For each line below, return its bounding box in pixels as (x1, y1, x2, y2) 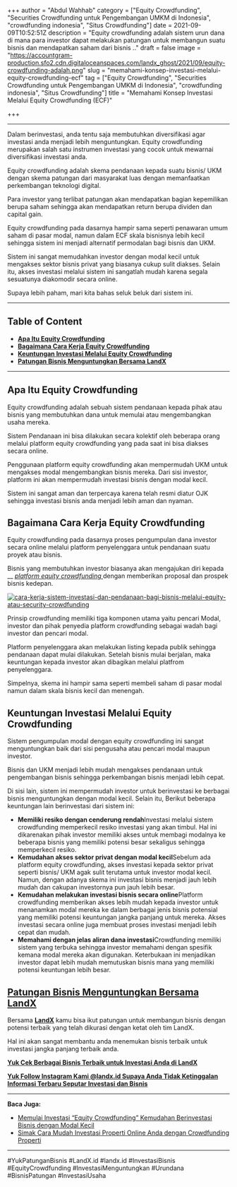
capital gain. (7, 210, 43, 218)
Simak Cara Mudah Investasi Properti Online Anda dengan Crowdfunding (17, 1128, 230, 1137)
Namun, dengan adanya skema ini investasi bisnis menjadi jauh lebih (17, 875, 217, 884)
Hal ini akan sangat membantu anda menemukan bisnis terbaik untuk (7, 1037, 208, 1046)
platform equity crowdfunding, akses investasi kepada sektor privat (17, 861, 214, 869)
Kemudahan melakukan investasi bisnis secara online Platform (17, 890, 203, 899)
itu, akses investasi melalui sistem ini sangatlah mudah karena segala (7, 268, 208, 276)
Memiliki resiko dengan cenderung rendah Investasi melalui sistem (17, 815, 214, 824)
